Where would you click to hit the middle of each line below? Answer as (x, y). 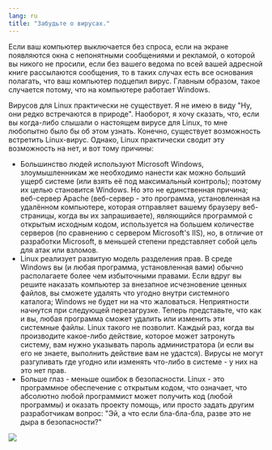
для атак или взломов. (59, 250)
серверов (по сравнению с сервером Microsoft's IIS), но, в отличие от (142, 232)
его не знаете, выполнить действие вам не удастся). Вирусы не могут (142, 353)
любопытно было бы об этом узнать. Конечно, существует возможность (135, 131)
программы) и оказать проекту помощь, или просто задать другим (137, 405)
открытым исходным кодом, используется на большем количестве (137, 224)
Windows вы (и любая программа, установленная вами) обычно (132, 267)
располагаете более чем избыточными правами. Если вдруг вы (131, 275)
